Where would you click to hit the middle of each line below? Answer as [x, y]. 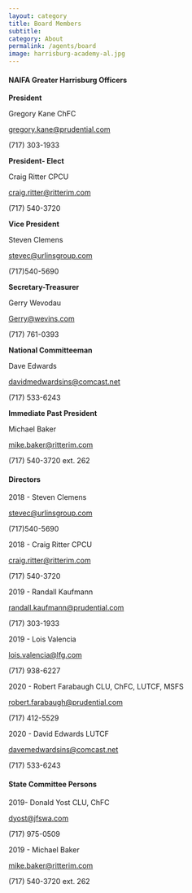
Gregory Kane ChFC [42, 114]
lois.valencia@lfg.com [46, 655]
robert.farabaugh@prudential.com [66, 703]
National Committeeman [50, 350]
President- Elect [37, 161]
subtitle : [25, 31]
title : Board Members [45, 24]
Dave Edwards [33, 366]
